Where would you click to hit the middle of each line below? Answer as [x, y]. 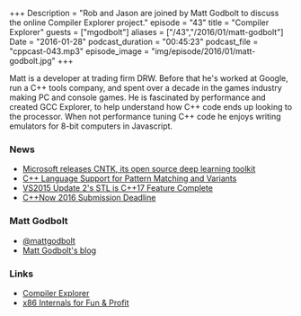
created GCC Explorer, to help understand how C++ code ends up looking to [151, 107]
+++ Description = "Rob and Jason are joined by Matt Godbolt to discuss [144, 13]
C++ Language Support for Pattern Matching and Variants [129, 178]
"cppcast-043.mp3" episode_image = [80, 51]
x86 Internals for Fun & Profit [75, 302]
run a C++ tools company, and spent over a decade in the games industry [146, 88]
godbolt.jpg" [32, 61]
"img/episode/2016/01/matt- [204, 51]
